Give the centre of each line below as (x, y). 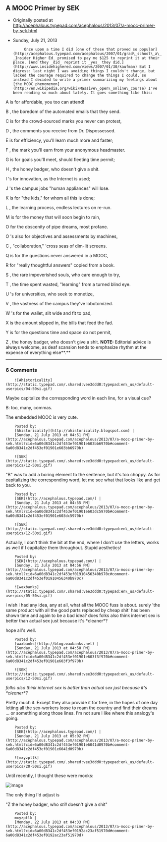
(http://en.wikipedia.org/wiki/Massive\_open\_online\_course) (80, 88)
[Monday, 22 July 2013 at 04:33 (48, 822)
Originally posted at (33, 20)
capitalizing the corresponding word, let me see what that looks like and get (83, 480)
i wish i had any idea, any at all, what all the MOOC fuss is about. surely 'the (83, 605)
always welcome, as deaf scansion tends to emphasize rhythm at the (76, 347)
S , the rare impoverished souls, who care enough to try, (63, 275)
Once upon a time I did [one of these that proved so (81, 49)
